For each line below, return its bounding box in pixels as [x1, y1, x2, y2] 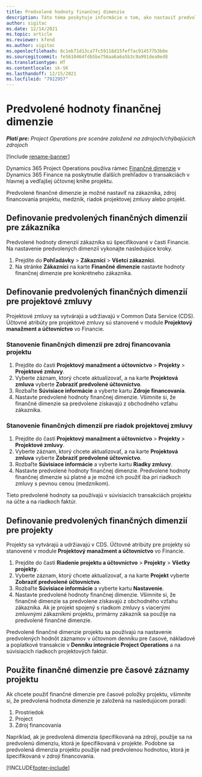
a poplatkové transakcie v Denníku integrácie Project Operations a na [6, 641, 181, 649]
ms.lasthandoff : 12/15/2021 [6, 71, 77, 77]
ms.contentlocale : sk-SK [6, 65, 69, 71]
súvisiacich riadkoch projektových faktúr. [6, 648, 108, 655]
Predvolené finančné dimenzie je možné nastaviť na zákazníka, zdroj [6, 189, 176, 197]
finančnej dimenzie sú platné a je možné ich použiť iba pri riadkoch [14, 474, 182, 481]
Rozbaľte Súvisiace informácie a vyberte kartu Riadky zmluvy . [14, 461, 173, 468]
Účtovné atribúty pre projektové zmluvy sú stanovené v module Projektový [6, 319, 192, 326]
